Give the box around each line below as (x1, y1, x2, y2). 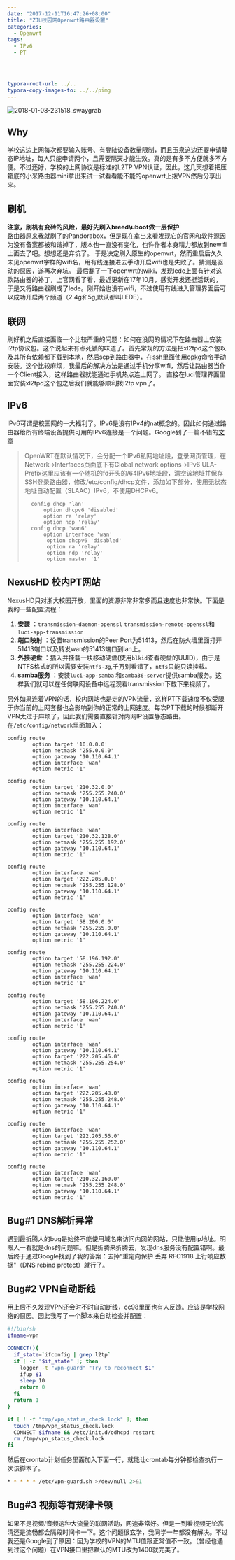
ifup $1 (20, 1370, 42, 1378)
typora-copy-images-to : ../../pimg (7, 87, 111, 94)
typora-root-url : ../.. (7, 80, 77, 87)
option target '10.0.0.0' (32, 741, 108, 748)
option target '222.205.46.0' (32, 1053, 120, 1060)
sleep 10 (20, 1377, 45, 1384)
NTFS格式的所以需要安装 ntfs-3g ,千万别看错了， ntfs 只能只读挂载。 (17, 662, 211, 670)
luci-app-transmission (17, 629, 84, 636)
